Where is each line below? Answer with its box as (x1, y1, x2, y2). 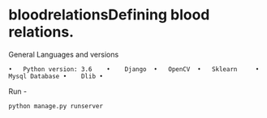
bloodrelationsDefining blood (8, 6, 210, 24)
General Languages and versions (8, 49, 119, 59)
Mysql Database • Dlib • (8, 72, 104, 80)
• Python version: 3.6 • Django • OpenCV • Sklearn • (8, 65, 260, 74)
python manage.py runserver (8, 102, 104, 110)
